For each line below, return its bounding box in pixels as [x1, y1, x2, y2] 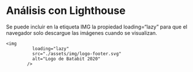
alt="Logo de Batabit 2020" [32, 56, 101, 62]
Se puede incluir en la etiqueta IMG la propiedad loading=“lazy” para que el [6, 23, 188, 30]
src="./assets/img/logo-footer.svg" [32, 51, 122, 56]
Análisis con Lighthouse [6, 4, 126, 17]
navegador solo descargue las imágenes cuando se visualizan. [6, 29, 157, 36]
